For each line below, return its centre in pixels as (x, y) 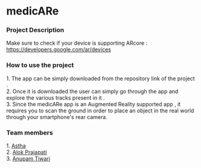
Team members (30, 132)
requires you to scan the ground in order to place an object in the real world (100, 111)
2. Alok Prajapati (27, 152)
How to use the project (40, 65)
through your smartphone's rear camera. (57, 117)
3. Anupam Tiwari (28, 159)
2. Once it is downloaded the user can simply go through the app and (92, 91)
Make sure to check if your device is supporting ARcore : (77, 43)
